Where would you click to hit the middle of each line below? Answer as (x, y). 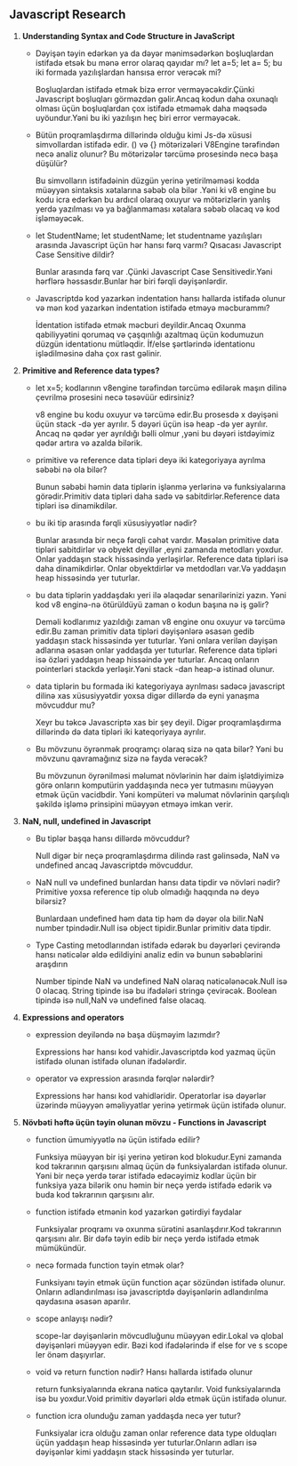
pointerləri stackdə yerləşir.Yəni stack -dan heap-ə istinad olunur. (155, 669)
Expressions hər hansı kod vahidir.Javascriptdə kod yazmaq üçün (155, 1052)
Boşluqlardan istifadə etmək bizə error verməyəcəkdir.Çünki (145, 89)
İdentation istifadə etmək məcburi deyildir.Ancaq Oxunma (140, 324)
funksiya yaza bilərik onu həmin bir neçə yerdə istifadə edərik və (154, 1185)
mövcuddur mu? (65, 705)
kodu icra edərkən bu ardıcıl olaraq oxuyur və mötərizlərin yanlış (153, 199)
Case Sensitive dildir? (75, 254)
